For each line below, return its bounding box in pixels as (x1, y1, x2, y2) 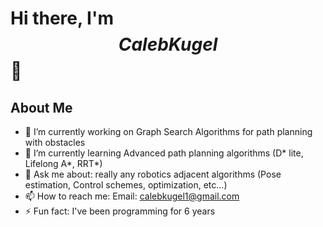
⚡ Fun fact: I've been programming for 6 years (24, 205, 216, 217)
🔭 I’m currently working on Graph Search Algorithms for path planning (24, 126, 313, 137)
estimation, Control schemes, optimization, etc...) (24, 179, 228, 191)
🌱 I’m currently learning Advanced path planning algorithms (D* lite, (24, 147, 304, 159)
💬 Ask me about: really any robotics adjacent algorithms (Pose (24, 168, 282, 180)
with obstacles (24, 137, 86, 148)
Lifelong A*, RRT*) (24, 158, 103, 169)
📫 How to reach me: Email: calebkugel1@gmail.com (24, 190, 240, 202)
